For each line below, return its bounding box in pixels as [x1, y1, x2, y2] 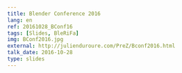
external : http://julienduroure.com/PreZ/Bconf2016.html [7, 42, 176, 49]
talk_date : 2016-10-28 [7, 49, 73, 56]
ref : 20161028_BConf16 [7, 23, 73, 30]
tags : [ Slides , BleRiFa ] [7, 29, 79, 37]
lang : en [7, 17, 33, 24]
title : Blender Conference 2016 [7, 10, 101, 17]
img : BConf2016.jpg [7, 36, 64, 43]
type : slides [7, 56, 45, 63]
